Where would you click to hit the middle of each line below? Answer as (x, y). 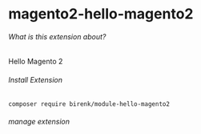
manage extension (39, 122)
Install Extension (35, 79)
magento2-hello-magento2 (101, 14)
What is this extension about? (57, 36)
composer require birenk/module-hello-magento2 (89, 104)
